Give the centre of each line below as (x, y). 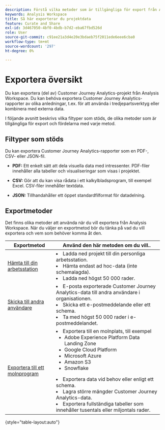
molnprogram (23, 374)
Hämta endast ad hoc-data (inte (100, 266)
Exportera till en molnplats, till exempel (107, 331)
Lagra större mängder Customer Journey (110, 392)
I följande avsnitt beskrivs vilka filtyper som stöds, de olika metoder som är (81, 118)
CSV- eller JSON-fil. (25, 156)
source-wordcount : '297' (30, 46)
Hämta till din (23, 263)
